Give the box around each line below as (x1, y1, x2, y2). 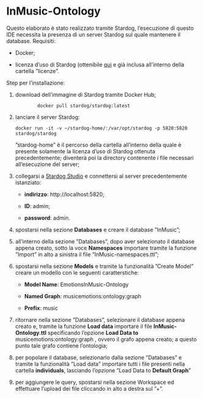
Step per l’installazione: (6, 79, 65, 86)
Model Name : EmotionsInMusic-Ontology (24, 281, 129, 288)
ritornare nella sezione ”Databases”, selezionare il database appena (15, 316, 185, 323)
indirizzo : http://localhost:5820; (24, 190, 105, 198)
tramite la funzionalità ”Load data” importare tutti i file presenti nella (15, 360, 185, 368)
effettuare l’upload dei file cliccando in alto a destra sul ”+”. (15, 385, 163, 392)
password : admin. (24, 214, 71, 222)
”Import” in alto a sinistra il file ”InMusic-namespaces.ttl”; (15, 251, 159, 258)
